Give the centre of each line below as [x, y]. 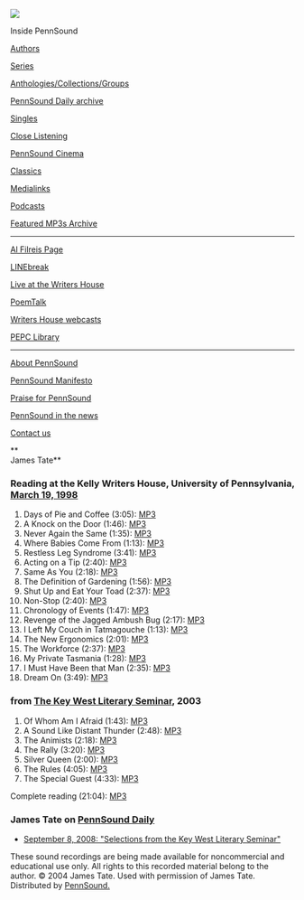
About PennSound [44, 363]
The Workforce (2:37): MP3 [74, 649]
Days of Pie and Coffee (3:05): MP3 [89, 514]
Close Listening [39, 136]
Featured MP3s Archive [54, 223]
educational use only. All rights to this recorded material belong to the [139, 866]
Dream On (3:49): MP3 [66, 678]
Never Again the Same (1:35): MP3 [88, 534]
